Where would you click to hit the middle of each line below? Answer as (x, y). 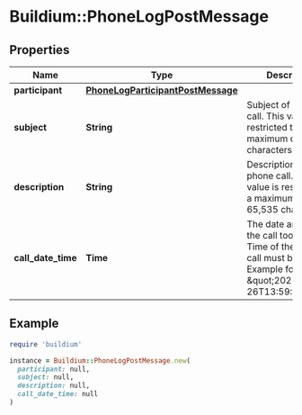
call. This (266, 116)
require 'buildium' (46, 344)
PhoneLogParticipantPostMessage (162, 90)
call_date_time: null (58, 394)
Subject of (268, 105)
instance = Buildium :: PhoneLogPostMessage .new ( (100, 361)
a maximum (271, 198)
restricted (267, 127)
